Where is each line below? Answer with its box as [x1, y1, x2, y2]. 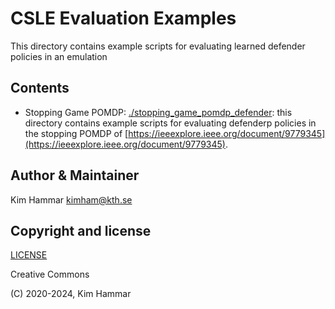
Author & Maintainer [10, 167, 140, 184]
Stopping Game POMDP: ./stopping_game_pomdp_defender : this [24, 106, 293, 118]
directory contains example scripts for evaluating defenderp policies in [24, 117, 317, 129]
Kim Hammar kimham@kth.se [10, 193, 133, 206]
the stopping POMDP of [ [24, 127, 129, 139]
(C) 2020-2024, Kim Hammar [10, 288, 132, 300]
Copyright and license [10, 222, 152, 239]
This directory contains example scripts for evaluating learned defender [10, 40, 306, 52]
